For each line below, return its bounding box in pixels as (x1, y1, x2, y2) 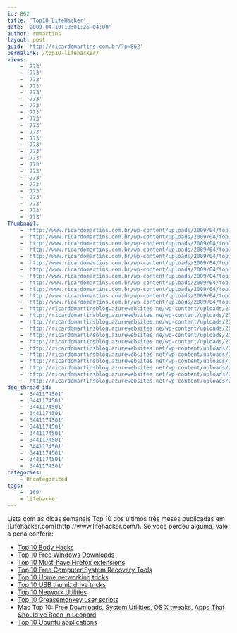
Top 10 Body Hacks (17, 543, 74, 552)
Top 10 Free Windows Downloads (17, 551, 115, 559)
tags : (7, 482, 23, 489)
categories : (7, 469, 42, 477)
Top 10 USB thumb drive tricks (17, 581, 107, 589)
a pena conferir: (7, 529, 54, 538)
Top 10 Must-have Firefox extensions (17, 558, 126, 567)
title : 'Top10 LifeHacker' (7, 17, 87, 24)
